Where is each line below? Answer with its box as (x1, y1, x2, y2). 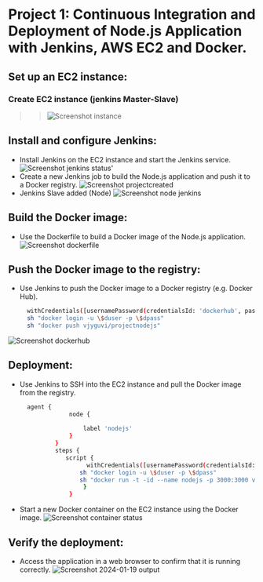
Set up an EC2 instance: (8, 70, 128, 83)
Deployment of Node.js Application (8, 22, 243, 40)
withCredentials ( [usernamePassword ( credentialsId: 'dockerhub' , (27, 307, 242, 315)
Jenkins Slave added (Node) (19, 188, 112, 198)
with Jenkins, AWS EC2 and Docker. (8, 39, 247, 56)
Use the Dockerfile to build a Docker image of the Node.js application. (19, 231, 246, 241)
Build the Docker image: (8, 211, 128, 224)
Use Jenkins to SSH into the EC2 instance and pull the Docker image (19, 379, 242, 389)
